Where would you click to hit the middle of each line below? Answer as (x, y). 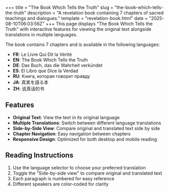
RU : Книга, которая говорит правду (51, 76)
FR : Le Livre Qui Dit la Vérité (42, 54)
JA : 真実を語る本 (30, 82)
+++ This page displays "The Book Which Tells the (99, 24)
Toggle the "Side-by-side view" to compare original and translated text (87, 173)
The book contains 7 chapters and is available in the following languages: (83, 45)
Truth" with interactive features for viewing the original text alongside (78, 29)
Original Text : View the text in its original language (66, 117)
